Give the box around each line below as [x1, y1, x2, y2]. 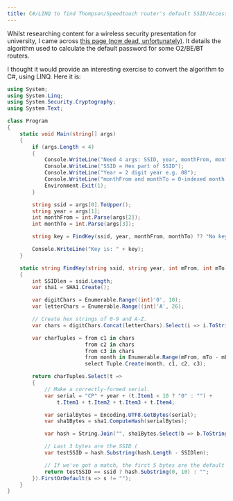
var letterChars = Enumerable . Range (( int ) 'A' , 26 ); [32, 303, 185, 310]
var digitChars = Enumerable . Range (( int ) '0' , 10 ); [32, 297, 182, 304]
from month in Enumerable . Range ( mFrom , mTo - [84, 354, 218, 361]
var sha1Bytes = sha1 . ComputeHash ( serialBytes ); [44, 418, 188, 425]
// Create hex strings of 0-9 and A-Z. [32, 315, 148, 322]
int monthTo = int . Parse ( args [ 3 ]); [32, 220, 135, 228]
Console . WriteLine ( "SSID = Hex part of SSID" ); [44, 163, 185, 170]
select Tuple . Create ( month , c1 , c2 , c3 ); [84, 361, 207, 368]
